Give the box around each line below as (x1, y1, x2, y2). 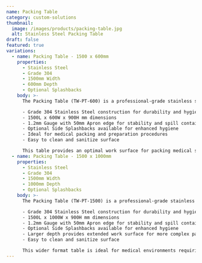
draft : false (6, 37, 39, 43)
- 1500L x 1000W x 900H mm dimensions (22, 214, 120, 220)
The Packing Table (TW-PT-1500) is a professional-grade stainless (22, 198, 195, 204)
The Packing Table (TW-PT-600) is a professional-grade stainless (22, 98, 192, 104)
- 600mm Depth (22, 82, 58, 88)
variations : (6, 48, 36, 54)
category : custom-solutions (6, 14, 77, 20)
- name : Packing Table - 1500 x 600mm (11, 53, 109, 59)
